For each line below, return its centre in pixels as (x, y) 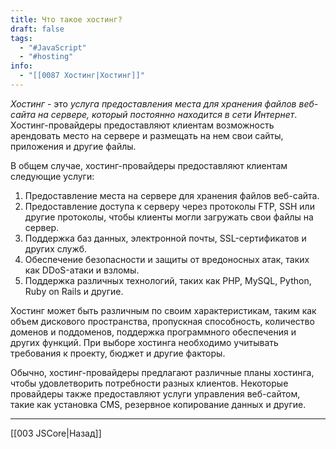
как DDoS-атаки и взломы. (82, 270)
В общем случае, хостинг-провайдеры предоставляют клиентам (149, 165)
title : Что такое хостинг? (66, 19)
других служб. (56, 248)
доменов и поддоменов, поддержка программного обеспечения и (153, 332)
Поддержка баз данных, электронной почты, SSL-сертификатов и (165, 238)
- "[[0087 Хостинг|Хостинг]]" (82, 76)
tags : (21, 38)
